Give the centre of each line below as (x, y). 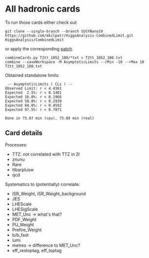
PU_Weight (23, 224)
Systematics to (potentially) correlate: (42, 184)
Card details (24, 133)
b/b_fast (20, 235)
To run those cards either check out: (41, 22)
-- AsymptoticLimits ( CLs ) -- (40, 84)
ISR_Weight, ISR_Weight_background (49, 193)
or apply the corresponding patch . (39, 49)
